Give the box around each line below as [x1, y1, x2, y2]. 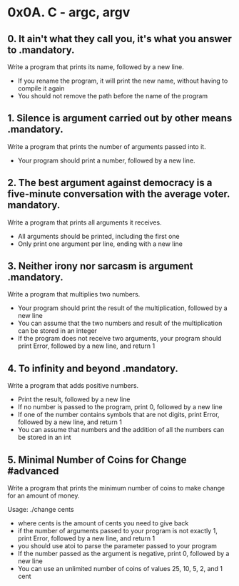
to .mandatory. [7, 43, 75, 56]
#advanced [7, 465, 59, 477]
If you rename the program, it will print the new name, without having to [17, 76, 228, 85]
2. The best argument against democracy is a [7, 177, 213, 189]
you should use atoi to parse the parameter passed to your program [17, 542, 218, 550]
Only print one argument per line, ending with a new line [17, 240, 183, 248]
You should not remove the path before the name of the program [17, 92, 208, 100]
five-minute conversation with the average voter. [7, 188, 230, 200]
